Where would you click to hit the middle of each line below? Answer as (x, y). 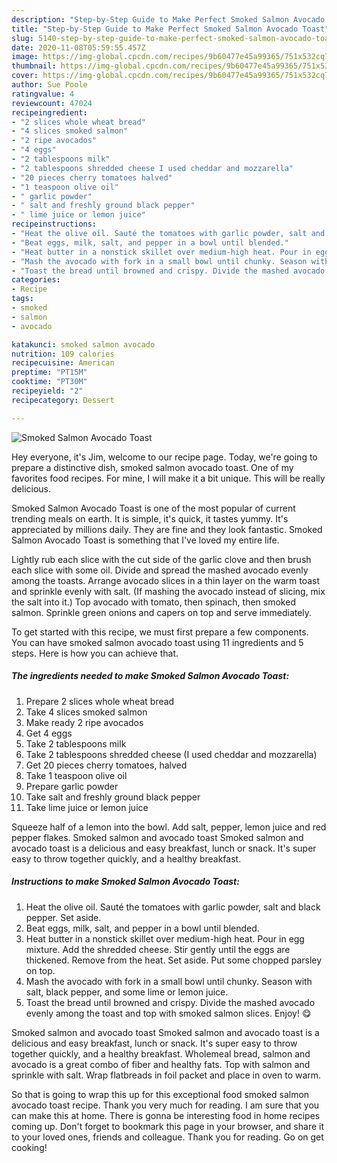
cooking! (29, 1147)
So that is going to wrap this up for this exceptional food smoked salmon (160, 1094)
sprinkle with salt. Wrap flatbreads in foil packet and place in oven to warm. (166, 1075)
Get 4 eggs (49, 733)
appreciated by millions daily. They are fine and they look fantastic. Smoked (167, 529)
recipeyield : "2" (47, 391)
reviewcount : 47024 (52, 103)
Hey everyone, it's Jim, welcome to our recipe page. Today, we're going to (164, 457)
